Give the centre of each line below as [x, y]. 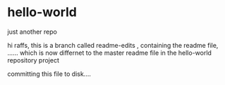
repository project [34, 60]
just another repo [32, 32]
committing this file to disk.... [49, 74]
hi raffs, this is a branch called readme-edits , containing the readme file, [113, 45]
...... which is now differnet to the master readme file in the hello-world [109, 53]
